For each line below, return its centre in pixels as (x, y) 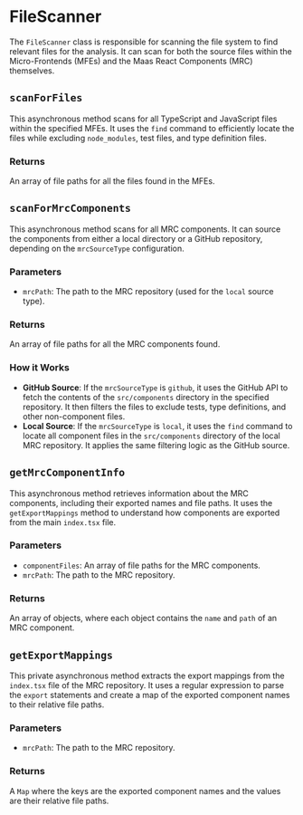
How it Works (39, 368)
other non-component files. (74, 416)
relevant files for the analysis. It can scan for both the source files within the (151, 51)
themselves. (32, 71)
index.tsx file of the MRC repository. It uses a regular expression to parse (147, 685)
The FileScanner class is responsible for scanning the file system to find (144, 42)
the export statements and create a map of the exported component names (150, 695)
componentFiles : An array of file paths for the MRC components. (141, 565)
